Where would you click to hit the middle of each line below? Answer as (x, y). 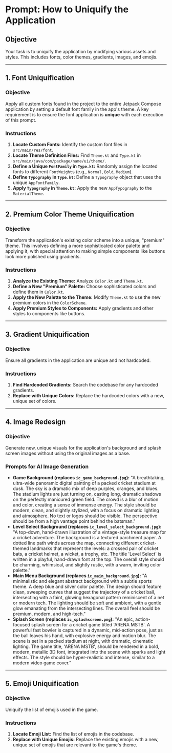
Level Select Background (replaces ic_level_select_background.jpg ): (87, 526)
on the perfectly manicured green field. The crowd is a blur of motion (85, 499)
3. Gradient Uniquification (47, 334)
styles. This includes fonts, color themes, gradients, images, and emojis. (81, 57)
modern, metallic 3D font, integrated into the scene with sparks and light (89, 652)
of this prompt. (21, 120)
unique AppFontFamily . (36, 182)
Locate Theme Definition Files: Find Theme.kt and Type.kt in (77, 155)
